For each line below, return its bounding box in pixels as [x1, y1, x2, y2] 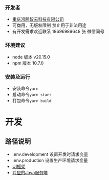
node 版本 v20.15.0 [12, 54, 50, 60]
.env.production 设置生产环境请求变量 [12, 157, 88, 163]
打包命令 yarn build [12, 98, 52, 103]
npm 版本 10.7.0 [12, 60, 44, 66]
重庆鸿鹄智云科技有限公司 [12, 16, 64, 22]
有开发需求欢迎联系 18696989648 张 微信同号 [12, 28, 105, 35]
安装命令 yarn [12, 85, 39, 91]
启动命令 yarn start [12, 91, 52, 97]
